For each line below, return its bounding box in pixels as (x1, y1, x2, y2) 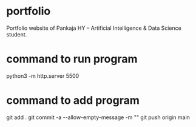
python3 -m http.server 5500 (6, 72, 79, 80)
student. (6, 30, 27, 38)
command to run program (6, 52, 138, 66)
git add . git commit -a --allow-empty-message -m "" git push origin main (6, 114, 190, 121)
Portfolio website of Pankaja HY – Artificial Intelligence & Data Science (6, 24, 182, 32)
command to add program (6, 94, 140, 108)
